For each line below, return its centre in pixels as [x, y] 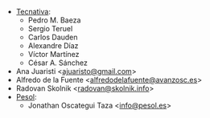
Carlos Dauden [53, 37]
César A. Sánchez [58, 63]
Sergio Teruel [50, 28]
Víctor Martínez [54, 54]
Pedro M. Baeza [54, 20]
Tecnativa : [33, 12]
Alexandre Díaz [53, 46]
